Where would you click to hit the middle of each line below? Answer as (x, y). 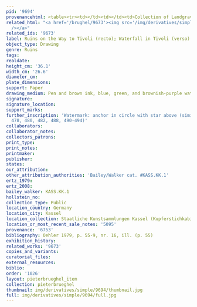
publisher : (19, 159)
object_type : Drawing (33, 45)
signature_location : (31, 104)
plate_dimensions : (28, 83)
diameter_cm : (22, 77)
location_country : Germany (39, 208)
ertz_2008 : (19, 186)
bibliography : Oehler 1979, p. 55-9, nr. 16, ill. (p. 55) (80, 235)
